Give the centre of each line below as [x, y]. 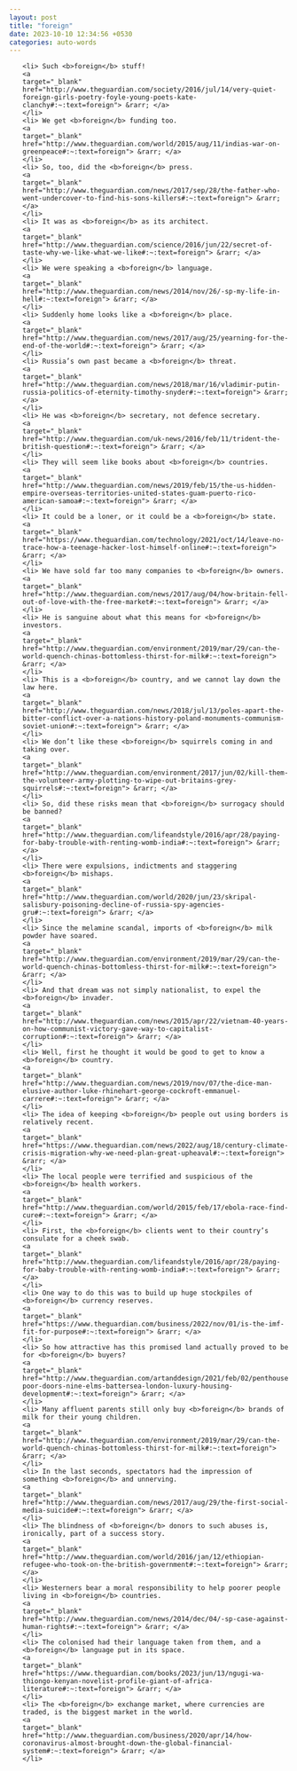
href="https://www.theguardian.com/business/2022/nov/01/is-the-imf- [153, 1324]
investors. [42, 626]
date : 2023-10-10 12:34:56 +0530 [71, 34]
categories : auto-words [53, 42]
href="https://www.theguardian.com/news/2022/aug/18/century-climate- [155, 1145]
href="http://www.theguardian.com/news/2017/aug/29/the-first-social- [155, 1503]
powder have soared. [60, 936]
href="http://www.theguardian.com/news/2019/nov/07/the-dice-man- [147, 1083]
